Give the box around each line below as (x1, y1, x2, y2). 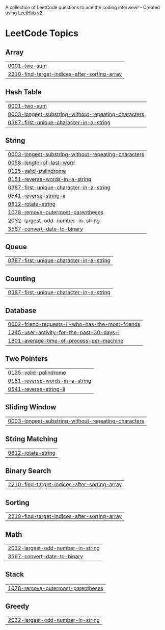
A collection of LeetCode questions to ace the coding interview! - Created (5, 5, 160, 10)
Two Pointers (5, 354, 48, 363)
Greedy (5, 602, 30, 611)
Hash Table (5, 88, 42, 96)
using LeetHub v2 (5, 10, 43, 16)
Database (5, 306, 37, 315)
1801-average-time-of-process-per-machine (8, 337, 124, 345)
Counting (5, 274, 36, 283)
